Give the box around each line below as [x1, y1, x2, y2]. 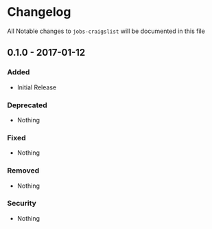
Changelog [7, 4, 71, 20]
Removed [7, 166, 40, 175]
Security [7, 199, 36, 208]
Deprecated [7, 100, 48, 110]
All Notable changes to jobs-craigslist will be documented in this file [7, 27, 206, 35]
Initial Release [16, 83, 57, 91]
